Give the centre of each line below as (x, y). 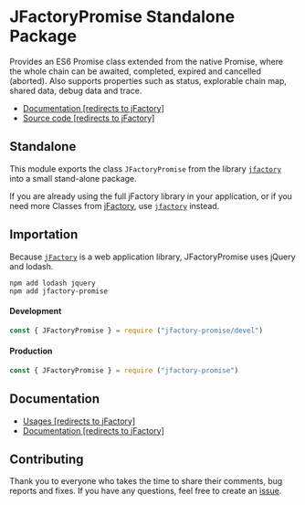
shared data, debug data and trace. (76, 90)
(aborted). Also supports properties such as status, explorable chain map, (148, 80)
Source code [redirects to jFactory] (89, 118)
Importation (44, 235)
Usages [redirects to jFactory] (79, 421)
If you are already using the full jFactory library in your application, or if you (151, 196)
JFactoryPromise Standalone (122, 17)
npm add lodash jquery (53, 283)
